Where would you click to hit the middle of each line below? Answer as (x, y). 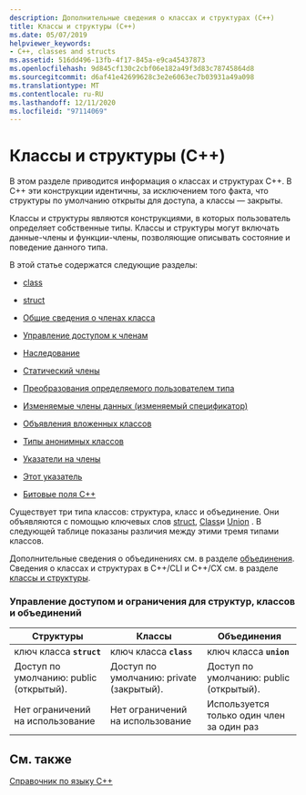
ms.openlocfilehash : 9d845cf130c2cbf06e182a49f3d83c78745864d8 (132, 69)
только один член (245, 716)
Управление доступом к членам (85, 336)
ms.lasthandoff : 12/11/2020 (63, 102)
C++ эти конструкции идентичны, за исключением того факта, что (139, 191)
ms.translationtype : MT (55, 86)
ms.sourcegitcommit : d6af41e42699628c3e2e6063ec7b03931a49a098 (132, 77)
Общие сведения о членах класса (89, 318)
